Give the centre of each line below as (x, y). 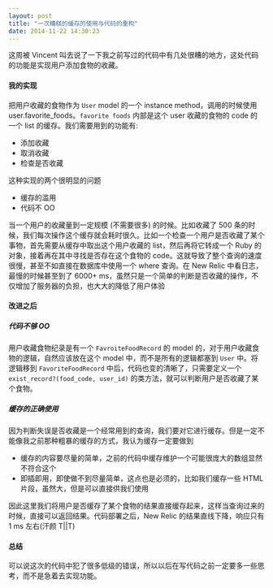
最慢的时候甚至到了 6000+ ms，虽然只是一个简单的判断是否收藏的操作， (130, 275)
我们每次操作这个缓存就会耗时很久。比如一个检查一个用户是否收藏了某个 (143, 235)
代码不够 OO (29, 326)
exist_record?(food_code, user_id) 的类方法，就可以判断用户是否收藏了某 (134, 378)
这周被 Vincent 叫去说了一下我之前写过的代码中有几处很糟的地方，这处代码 (134, 55)
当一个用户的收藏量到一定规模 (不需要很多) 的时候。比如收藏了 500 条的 (128, 225)
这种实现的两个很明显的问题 (55, 180)
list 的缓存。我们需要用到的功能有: (81, 125)
